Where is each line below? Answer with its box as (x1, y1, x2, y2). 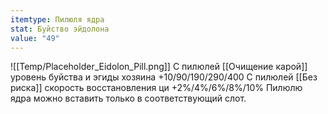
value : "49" (10, 33, 60, 43)
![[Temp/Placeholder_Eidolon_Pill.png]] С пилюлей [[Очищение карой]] (10, 61, 308, 73)
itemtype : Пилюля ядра (10, 14, 105, 25)
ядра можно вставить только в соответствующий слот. (10, 92, 247, 105)
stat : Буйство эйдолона (10, 24, 110, 34)
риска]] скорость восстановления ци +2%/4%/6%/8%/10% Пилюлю (10, 82, 303, 94)
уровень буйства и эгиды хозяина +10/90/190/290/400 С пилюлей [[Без (10, 71, 318, 83)
